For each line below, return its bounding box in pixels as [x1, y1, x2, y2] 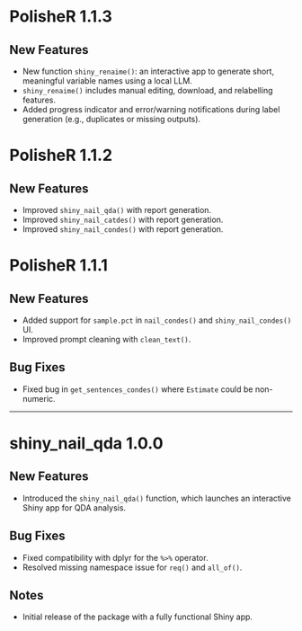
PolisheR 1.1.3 [9, 6, 112, 27]
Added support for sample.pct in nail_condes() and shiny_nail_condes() [22, 315, 292, 325]
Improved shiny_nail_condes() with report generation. [22, 224, 224, 235]
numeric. [22, 393, 56, 404]
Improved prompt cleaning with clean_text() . [22, 334, 191, 344]
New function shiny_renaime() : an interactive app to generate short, [22, 66, 275, 76]
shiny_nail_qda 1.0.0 [9, 433, 164, 453]
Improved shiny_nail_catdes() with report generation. [22, 214, 224, 225]
